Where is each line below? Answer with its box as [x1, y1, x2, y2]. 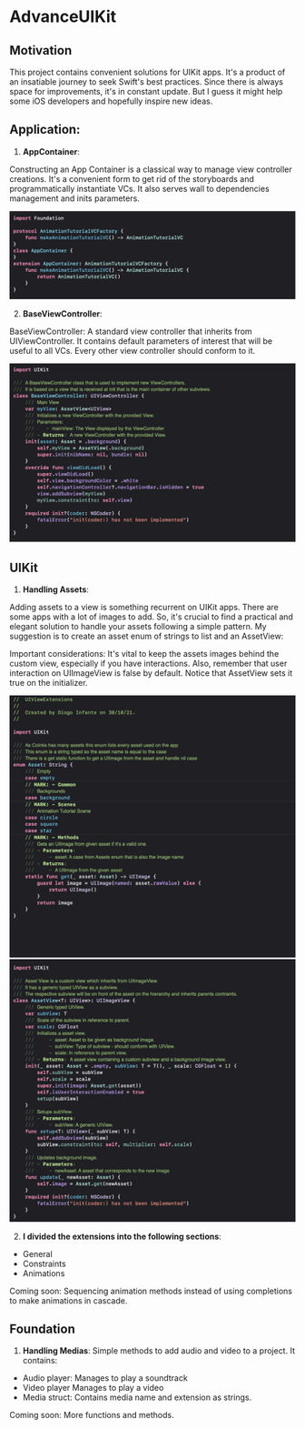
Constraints [22, 1258, 66, 1269]
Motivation [9, 43, 73, 58]
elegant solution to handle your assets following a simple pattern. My [9, 621, 267, 632]
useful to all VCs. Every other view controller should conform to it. [9, 346, 256, 357]
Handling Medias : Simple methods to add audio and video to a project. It [22, 1345, 295, 1356]
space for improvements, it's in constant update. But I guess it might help [9, 86, 283, 96]
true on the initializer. [9, 678, 88, 689]
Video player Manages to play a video [22, 1383, 164, 1394]
